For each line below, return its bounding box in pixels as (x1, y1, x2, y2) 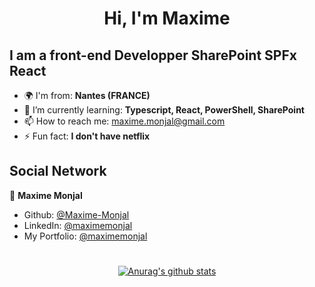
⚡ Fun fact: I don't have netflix (23, 130, 151, 142)
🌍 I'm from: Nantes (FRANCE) (23, 90, 151, 101)
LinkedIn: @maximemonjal (23, 219, 133, 231)
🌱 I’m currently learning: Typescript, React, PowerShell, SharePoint (23, 104, 305, 116)
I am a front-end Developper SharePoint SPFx (9, 47, 297, 64)
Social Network (9, 163, 107, 180)
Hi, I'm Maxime (103, 7, 231, 30)
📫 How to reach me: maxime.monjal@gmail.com (23, 115, 226, 127)
